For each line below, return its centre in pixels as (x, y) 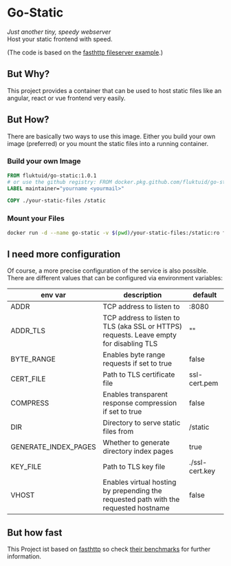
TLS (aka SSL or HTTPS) (142, 326)
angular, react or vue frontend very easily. (66, 98)
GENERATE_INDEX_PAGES (53, 447)
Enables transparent (135, 395)
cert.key (202, 471)
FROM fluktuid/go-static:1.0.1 (52, 176)
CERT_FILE (28, 379)
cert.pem (203, 384)
